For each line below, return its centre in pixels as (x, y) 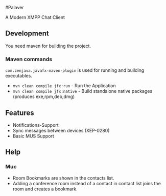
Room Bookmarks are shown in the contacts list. (63, 178)
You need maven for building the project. (48, 46)
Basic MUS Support (33, 136)
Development (27, 34)
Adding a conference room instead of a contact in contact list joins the (87, 183)
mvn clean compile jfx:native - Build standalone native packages (82, 91)
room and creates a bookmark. (45, 189)
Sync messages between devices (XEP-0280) (61, 130)
